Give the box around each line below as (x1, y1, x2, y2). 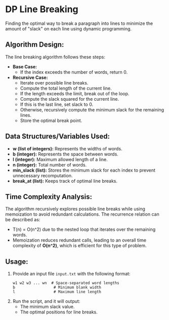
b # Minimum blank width (12, 285, 101, 290)
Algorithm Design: (5, 41, 64, 49)
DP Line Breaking (5, 4, 78, 15)
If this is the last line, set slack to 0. (20, 101, 94, 107)
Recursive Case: (12, 74, 48, 81)
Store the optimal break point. (20, 117, 82, 124)
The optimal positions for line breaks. (20, 309, 98, 315)
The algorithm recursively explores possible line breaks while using (5, 206, 146, 212)
